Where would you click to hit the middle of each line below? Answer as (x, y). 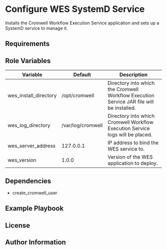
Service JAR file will (131, 102)
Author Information (36, 242)
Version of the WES (130, 157)
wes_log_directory (29, 125)
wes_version (22, 160)
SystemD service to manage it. (37, 28)
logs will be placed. (130, 135)
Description (133, 75)
